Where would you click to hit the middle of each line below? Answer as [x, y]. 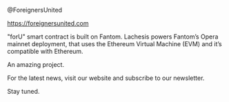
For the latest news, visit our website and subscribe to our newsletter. [106, 78]
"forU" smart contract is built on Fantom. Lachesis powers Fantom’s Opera [113, 37]
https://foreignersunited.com [48, 23]
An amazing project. [36, 64]
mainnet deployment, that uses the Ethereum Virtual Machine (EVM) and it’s [114, 44]
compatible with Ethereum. [46, 51]
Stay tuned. [23, 91]
